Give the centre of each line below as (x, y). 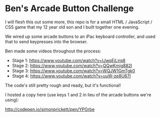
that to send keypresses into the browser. (47, 41)
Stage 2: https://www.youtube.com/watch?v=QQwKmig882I (72, 66)
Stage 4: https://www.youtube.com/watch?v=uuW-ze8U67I (71, 76)
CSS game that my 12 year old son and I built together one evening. (72, 27)
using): (12, 100)
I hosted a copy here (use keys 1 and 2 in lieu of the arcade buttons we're (78, 95)
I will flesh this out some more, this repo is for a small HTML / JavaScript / (79, 22)
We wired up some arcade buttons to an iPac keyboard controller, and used (80, 36)
